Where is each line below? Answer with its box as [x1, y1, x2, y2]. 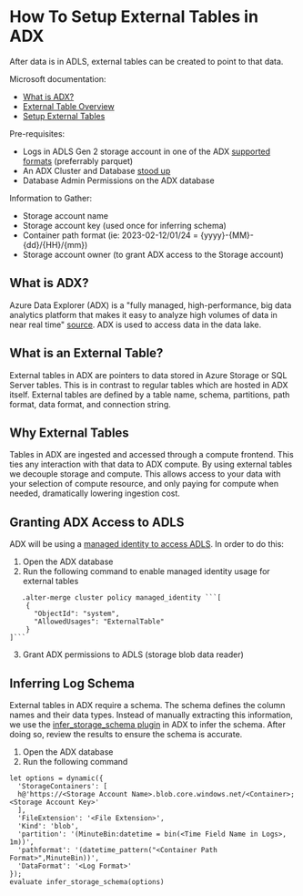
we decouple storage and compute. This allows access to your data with [9, 469, 281, 479]
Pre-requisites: [9, 128, 66, 139]
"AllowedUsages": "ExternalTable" [33, 617, 166, 626]
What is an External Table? [9, 345, 164, 361]
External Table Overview [22, 100, 116, 111]
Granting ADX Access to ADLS [9, 514, 185, 530]
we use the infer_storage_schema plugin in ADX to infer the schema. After [9, 719, 287, 730]
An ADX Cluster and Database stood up [22, 165, 171, 176]
